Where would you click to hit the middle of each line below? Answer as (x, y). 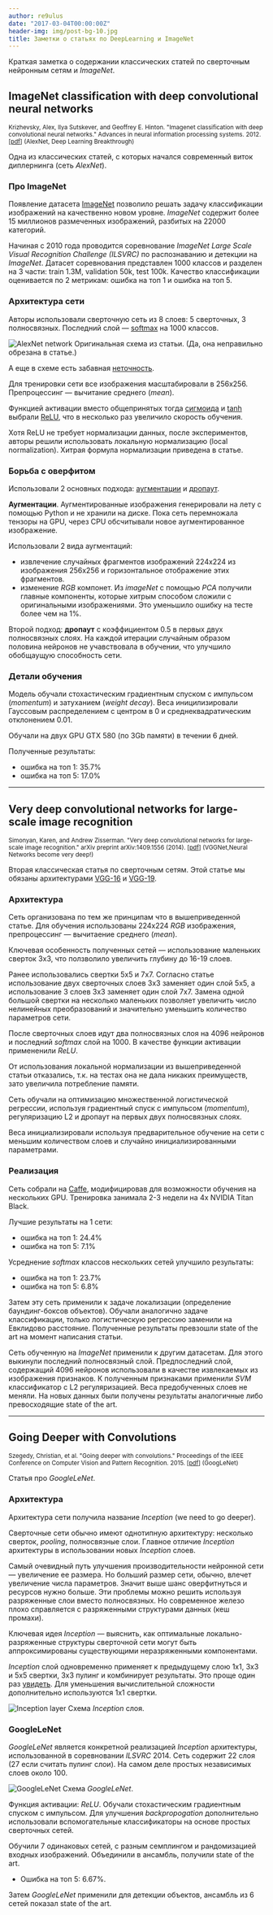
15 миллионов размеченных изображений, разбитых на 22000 (117, 221)
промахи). (26, 1617)
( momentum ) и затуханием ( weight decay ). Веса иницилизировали (123, 703)
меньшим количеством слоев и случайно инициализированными (123, 1141)
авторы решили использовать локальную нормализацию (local (118, 441)
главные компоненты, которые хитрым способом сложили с (126, 596)
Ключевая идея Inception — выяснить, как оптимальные (106, 1633)
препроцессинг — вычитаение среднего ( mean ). (93, 934)
